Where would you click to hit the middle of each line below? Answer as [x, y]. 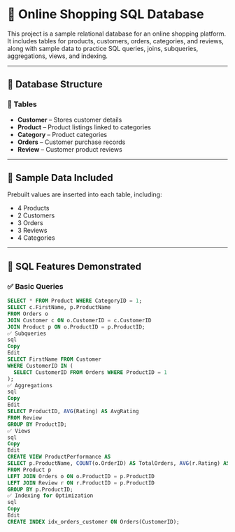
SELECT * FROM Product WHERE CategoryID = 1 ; [74, 301]
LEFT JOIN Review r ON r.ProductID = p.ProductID [81, 483]
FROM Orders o [28, 314]
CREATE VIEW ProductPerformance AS [59, 457]
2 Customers [36, 215]
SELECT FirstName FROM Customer [54, 359]
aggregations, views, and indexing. [58, 56]
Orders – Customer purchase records [71, 142]
